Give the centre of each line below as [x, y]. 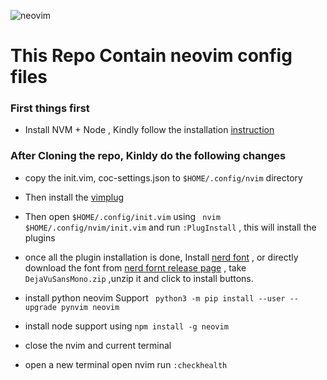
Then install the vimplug [74, 197]
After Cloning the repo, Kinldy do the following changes [148, 156]
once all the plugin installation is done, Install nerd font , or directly [161, 257]
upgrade [40, 307]
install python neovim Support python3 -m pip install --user [155, 297]
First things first [50, 108]
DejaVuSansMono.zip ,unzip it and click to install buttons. [139, 278]
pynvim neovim [90, 307]
